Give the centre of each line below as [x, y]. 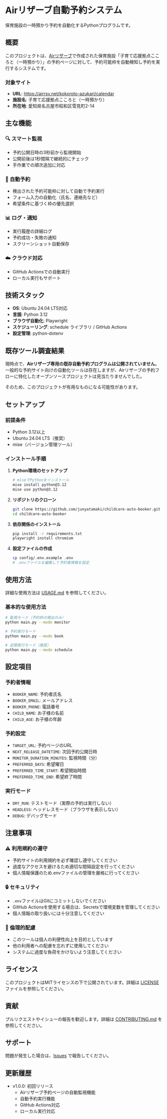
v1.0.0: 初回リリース [33, 1086]
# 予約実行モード [20, 631]
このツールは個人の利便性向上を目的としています [63, 940]
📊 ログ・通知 [21, 218]
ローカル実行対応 [37, 1111]
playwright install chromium [43, 538]
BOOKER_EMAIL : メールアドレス [42, 700]
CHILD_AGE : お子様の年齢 [37, 720]
